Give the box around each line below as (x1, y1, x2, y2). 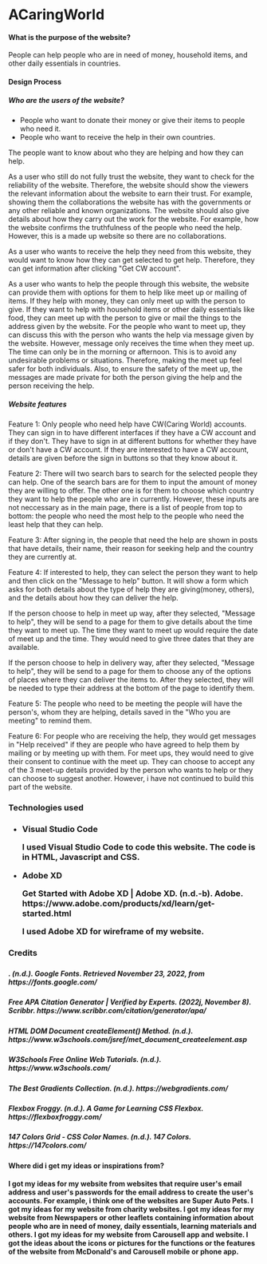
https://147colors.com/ (8, 1140, 87, 1151)
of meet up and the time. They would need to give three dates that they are (8, 633, 255, 644)
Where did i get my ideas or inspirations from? (8, 1160, 165, 1171)
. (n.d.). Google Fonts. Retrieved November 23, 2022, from (8, 969, 206, 979)
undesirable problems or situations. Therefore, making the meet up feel (8, 355, 242, 365)
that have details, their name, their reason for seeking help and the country (8, 543, 253, 553)
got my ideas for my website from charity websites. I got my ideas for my (8, 1204, 255, 1214)
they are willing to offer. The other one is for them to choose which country (8, 485, 255, 495)
